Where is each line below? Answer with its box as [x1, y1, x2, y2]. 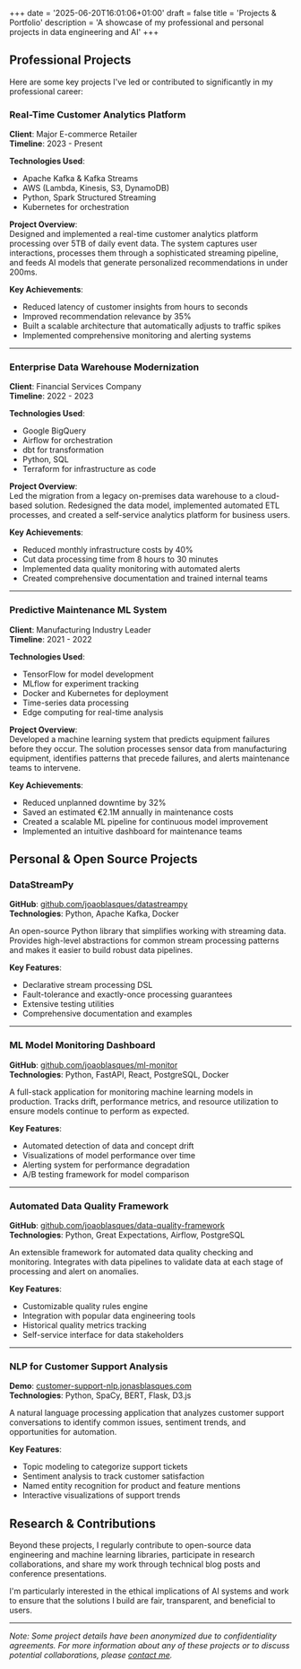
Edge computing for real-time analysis [21, 706, 164, 717]
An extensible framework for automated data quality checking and [9, 1246, 254, 1257]
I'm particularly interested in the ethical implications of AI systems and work [9, 1586, 289, 1596]
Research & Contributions [9, 1516, 157, 1531]
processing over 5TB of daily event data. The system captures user [9, 238, 258, 249]
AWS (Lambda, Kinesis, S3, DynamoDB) [21, 183, 170, 194]
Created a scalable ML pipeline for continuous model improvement [21, 816, 269, 826]
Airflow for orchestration [21, 435, 114, 446]
